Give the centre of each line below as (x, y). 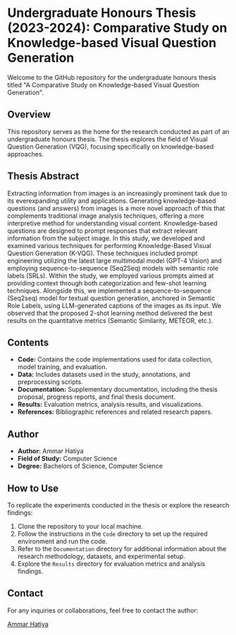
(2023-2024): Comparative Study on (117, 28)
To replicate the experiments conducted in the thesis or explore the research (118, 505)
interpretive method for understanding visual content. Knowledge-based (112, 223)
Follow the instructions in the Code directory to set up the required (112, 534)
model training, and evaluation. (62, 367)
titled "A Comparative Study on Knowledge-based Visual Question (103, 85)
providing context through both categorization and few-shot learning (107, 283)
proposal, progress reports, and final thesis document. (97, 397)
